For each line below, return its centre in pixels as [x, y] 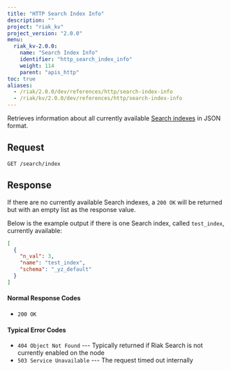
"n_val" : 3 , [37, 256]
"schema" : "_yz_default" [56, 269]
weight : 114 [37, 66]
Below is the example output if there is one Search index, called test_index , [116, 223]
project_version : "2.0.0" [45, 33]
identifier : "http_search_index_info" [76, 59]
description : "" [31, 20]
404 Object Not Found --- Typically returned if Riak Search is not [110, 345]
